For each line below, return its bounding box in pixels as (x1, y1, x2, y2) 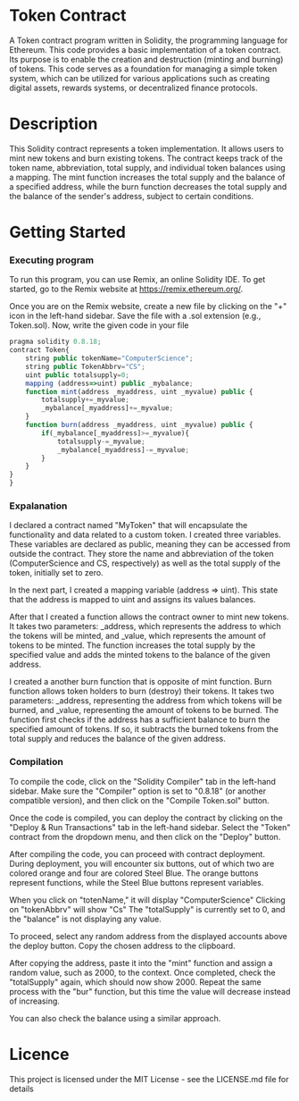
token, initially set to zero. (9, 567, 104, 578)
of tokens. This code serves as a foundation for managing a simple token (9, 63, 278, 74)
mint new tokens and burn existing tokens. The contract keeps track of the (9, 153, 283, 164)
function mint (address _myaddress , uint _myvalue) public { (25, 387, 253, 396)
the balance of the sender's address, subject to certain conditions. (9, 190, 254, 201)
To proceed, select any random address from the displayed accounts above (9, 930, 287, 941)
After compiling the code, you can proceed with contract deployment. (9, 848, 266, 859)
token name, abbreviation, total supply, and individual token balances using (9, 162, 286, 172)
